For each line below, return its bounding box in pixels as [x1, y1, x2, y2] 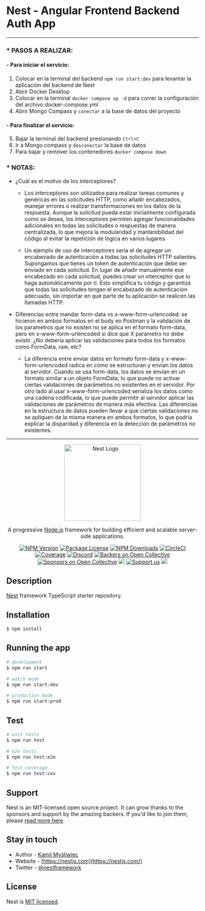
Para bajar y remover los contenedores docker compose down [15, 148, 167, 156]
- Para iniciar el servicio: [6, 61, 70, 69]
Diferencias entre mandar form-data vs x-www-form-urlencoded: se [15, 310, 188, 318]
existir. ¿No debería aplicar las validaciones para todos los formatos [15, 336, 185, 343]
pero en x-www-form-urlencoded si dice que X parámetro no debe [15, 330, 184, 337]
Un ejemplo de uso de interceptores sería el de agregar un [24, 246, 171, 254]
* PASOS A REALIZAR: [6, 46, 73, 54]
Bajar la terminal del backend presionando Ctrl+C [15, 135, 139, 143]
